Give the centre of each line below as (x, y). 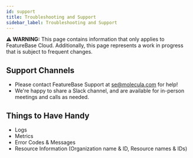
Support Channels (40, 70)
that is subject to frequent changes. (49, 52)
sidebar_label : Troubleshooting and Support (62, 22)
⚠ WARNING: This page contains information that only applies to (85, 39)
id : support (21, 11)
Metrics (24, 136)
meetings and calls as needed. (52, 97)
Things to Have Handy (48, 116)
